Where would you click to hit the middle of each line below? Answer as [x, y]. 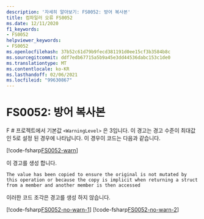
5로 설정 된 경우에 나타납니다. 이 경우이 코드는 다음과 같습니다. [86, 138]
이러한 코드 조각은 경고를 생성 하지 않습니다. [59, 198]
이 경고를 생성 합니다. [31, 163]
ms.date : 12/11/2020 [33, 23]
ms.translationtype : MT [37, 63]
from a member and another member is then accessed [73, 185]
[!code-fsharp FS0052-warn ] [42, 150]
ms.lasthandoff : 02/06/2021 [42, 75]
